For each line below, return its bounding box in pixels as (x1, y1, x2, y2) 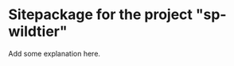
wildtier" (8, 22, 68, 41)
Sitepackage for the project (8, 6, 193, 24)
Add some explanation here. (8, 49, 101, 58)
